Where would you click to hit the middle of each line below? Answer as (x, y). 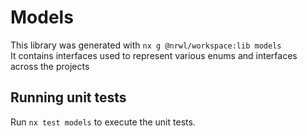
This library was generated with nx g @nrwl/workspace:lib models (146, 45)
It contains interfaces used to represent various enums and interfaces (154, 55)
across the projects (50, 66)
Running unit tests (68, 97)
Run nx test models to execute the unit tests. (103, 122)
